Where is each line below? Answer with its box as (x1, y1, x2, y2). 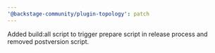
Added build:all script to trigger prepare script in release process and (7, 30, 208, 38)
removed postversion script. (7, 37, 90, 46)
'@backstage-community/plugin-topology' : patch (7, 10, 150, 18)
